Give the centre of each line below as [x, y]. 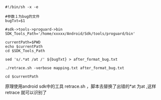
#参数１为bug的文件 [22, 17]
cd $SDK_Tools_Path [25, 51]
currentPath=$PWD [23, 42]
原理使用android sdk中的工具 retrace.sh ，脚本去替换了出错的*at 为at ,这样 [81, 86]
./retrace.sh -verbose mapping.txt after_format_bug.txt [65, 68]
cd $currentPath [22, 76]
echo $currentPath [24, 47]
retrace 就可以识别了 [26, 92]
